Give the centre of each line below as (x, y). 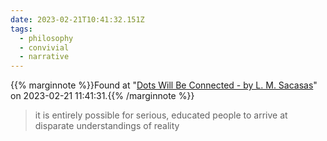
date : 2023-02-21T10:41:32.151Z (77, 19)
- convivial (44, 47)
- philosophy (46, 38)
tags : (21, 29)
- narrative (44, 57)
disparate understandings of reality (107, 126)
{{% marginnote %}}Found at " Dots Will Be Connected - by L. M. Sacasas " (164, 85)
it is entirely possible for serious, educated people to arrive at (161, 115)
